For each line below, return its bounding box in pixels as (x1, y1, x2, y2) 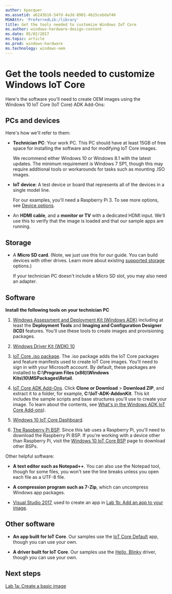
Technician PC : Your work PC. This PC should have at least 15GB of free (12, 140, 166, 146)
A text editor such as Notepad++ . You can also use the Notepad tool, (12, 463, 161, 469)
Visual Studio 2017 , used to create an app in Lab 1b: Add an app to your (12, 499, 163, 506)
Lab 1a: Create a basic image (5, 583, 67, 589)
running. (12, 223, 31, 229)
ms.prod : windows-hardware (5, 41, 63, 46)
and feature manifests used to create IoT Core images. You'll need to (12, 358, 158, 365)
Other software (5, 520, 55, 529)
